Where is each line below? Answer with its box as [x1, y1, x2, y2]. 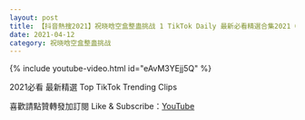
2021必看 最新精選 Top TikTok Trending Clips [9, 82, 178, 93]
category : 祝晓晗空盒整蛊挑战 [9, 38, 112, 48]
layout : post [9, 13, 59, 23]
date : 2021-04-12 [9, 30, 75, 39]
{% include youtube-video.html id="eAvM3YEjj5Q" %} [9, 63, 212, 74]
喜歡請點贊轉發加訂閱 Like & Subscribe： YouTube [9, 101, 195, 112]
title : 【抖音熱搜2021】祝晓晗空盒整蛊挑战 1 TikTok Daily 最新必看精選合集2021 [9, 22, 291, 31]
